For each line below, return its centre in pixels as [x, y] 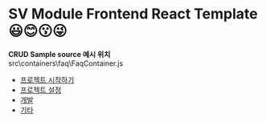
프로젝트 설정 [41, 90]
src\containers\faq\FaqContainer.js [66, 63]
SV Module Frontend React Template [133, 14]
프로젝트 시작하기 [47, 79]
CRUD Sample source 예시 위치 [59, 54]
